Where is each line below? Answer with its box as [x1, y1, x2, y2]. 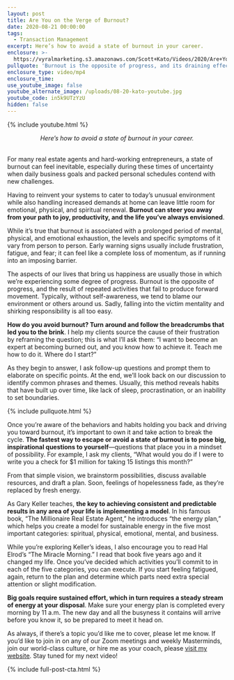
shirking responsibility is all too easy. [7, 307, 113, 315]
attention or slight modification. [7, 579, 97, 588]
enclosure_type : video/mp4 [7, 68, 86, 75]
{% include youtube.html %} [7, 120, 88, 129]
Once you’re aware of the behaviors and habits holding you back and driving [7, 420, 227, 428]
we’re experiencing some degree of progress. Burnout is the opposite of [7, 277, 214, 285]
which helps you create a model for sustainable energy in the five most [7, 521, 211, 530]
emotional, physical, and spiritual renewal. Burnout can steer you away [7, 205, 212, 214]
